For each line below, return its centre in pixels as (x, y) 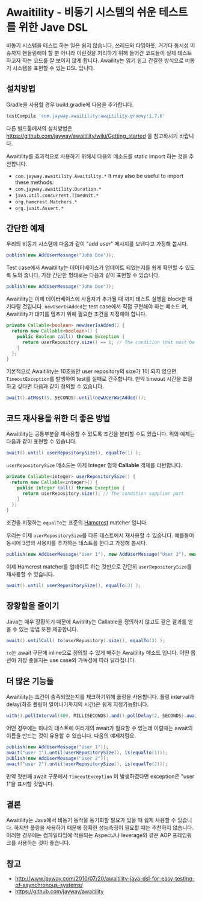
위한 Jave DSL (53, 27)
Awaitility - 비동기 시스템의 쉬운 (81, 12)
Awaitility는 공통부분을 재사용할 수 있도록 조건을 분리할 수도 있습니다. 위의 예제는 (101, 434)
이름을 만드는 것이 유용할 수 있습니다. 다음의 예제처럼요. (71, 736)
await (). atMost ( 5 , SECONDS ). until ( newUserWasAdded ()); (76, 398)
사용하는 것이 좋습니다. (44, 843)
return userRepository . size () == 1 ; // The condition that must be (109, 342)
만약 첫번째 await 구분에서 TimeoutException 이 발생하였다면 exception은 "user (100, 776)
